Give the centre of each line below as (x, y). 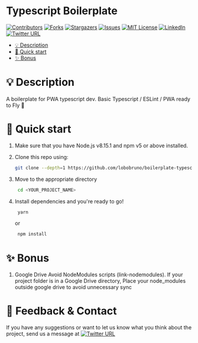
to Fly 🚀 (15, 105)
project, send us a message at (43, 334)
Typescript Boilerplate (62, 11)
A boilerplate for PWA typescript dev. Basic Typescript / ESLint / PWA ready (98, 99)
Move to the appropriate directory (56, 179)
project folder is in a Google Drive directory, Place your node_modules (100, 281)
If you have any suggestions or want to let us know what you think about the (99, 328)
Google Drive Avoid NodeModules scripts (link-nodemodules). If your (99, 275)
